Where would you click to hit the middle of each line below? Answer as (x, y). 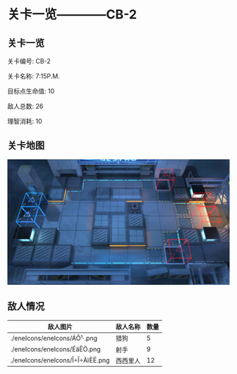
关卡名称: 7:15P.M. (34, 76)
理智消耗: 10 (25, 121)
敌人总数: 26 (25, 106)
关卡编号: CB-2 (29, 61)
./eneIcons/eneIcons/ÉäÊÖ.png (55, 349)
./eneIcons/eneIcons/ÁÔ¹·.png (54, 338)
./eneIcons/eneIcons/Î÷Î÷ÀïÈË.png (60, 361)
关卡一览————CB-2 (72, 14)
